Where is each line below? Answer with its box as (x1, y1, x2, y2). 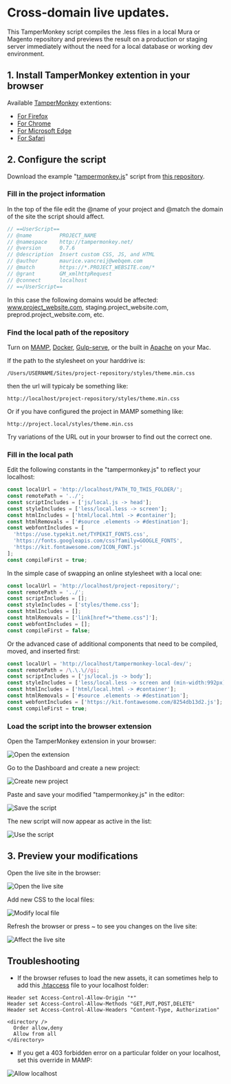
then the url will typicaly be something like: (7, 382, 129, 390)
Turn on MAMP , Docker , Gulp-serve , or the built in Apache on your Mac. (7, 343, 212, 351)
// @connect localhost (7, 277, 88, 284)
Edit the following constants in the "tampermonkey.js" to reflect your (7, 466, 201, 474)
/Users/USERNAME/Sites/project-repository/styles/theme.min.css (7, 370, 195, 377)
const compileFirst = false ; (7, 627, 91, 634)
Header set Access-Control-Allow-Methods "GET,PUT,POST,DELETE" (7, 1000, 195, 1007)
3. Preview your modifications (7, 851, 139, 862)
